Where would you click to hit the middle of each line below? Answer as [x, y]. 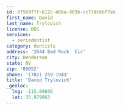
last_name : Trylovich [34, 23]
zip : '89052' [23, 69]
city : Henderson [27, 57]
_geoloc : [17, 86]
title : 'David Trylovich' [39, 80]
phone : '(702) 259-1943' [38, 75]
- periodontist [31, 40]
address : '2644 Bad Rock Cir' [46, 52]
